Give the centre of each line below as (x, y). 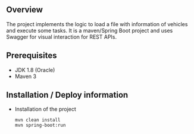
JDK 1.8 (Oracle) (35, 70)
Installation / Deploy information (67, 95)
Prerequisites (32, 56)
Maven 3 (26, 76)
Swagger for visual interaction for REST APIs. (62, 37)
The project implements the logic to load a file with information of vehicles (97, 24)
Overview (25, 10)
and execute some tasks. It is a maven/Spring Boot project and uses (90, 30)
